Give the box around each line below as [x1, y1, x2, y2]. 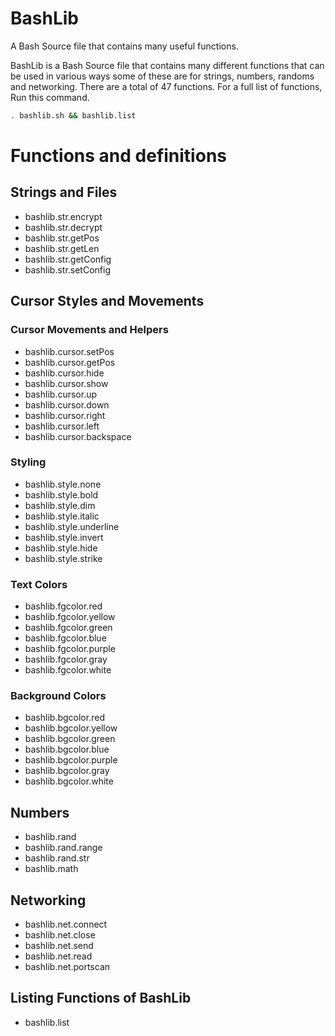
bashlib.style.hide [24, 542, 98, 554]
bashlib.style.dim [24, 499, 96, 511]
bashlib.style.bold [24, 488, 99, 501]
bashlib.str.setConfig [24, 263, 112, 276]
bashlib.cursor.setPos [24, 345, 115, 357]
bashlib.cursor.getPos [24, 356, 116, 368]
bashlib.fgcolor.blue [24, 632, 107, 644]
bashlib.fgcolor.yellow [24, 611, 116, 623]
